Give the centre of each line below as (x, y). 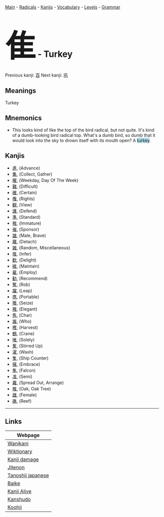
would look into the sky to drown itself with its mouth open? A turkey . (82, 140)
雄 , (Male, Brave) (29, 235)
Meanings (21, 91)
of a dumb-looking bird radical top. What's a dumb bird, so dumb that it (84, 135)
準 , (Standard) (26, 217)
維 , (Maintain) (26, 266)
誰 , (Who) (22, 321)
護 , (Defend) (25, 211)
